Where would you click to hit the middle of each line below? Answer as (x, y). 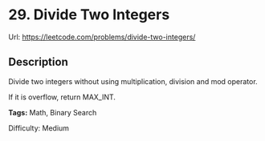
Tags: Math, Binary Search (53, 112)
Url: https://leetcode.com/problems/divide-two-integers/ (102, 37)
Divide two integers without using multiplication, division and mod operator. (133, 81)
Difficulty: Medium (39, 128)
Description (38, 62)
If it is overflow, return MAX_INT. (62, 97)
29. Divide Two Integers (89, 15)
